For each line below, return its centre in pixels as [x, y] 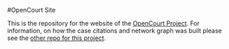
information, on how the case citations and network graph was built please [114, 31]
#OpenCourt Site [31, 10]
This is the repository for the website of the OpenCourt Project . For [104, 23]
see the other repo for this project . [57, 38]
